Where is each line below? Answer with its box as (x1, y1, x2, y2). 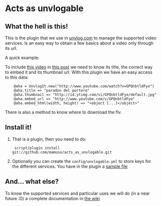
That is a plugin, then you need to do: (12, 136, 87, 142)
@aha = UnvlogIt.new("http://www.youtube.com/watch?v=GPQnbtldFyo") (14, 84, 155, 89)
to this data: (5, 75, 29, 80)
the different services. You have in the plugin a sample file (12, 163, 128, 169)
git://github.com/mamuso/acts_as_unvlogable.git (12, 150, 112, 155)
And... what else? (5, 177, 59, 186)
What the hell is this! (5, 22, 68, 31)
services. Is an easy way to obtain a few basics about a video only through (5, 40, 154, 46)
